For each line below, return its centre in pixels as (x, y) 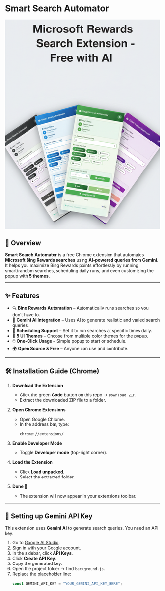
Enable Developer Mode (37, 443)
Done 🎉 (20, 486)
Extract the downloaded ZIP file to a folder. (63, 400)
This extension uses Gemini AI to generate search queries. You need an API (82, 528)
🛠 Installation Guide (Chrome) (52, 371)
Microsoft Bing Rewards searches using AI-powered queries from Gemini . (82, 260)
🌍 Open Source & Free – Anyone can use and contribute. (70, 349)
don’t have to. (26, 315)
